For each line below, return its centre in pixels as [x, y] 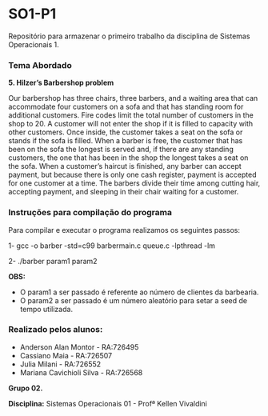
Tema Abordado [40, 65]
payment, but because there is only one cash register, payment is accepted [132, 175]
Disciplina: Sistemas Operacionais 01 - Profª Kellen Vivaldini [108, 403]
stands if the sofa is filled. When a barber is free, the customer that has [126, 141]
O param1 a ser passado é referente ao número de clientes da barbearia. [139, 292]
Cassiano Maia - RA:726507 [66, 355]
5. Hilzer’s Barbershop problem [61, 83]
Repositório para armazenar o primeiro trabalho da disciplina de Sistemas [129, 36]
